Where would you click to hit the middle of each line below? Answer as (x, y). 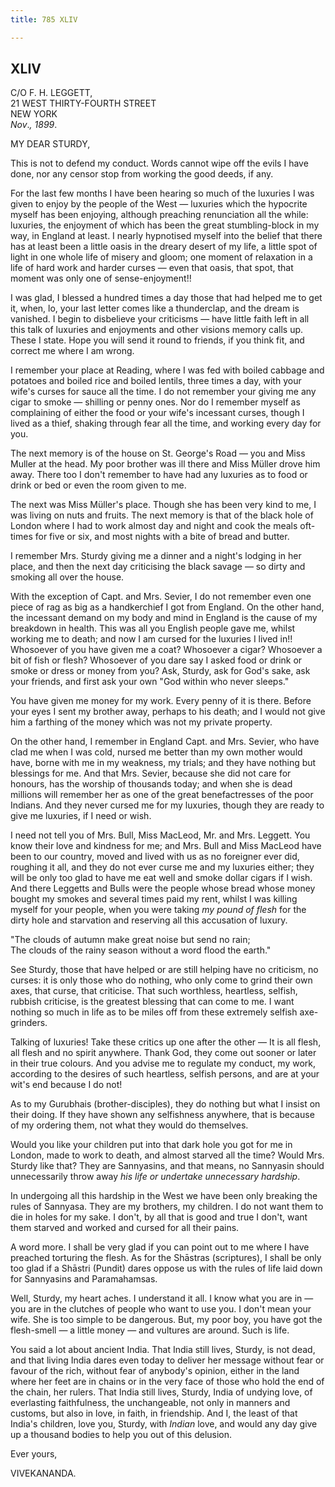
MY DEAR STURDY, (50, 144)
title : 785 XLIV (44, 19)
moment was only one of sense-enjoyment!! (101, 278)
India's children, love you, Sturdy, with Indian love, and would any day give (164, 1424)
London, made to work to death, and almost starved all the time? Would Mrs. (167, 1155)
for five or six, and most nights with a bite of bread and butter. (162, 537)
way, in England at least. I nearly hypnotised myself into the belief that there (166, 236)
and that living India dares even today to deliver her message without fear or (167, 1360)
